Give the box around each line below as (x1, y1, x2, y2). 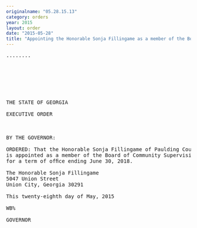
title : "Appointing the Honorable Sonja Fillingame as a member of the (6, 36, 185, 42)
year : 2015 (6, 19, 33, 25)
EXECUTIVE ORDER (6, 111, 53, 118)
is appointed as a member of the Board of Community (6, 152, 161, 159)
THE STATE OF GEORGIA (6, 99, 69, 106)
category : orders (6, 14, 49, 20)
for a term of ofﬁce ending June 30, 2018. (6, 158, 133, 165)
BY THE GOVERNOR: (6, 135, 56, 141)
